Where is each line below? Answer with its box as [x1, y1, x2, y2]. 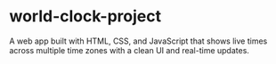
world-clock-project [9, 6, 162, 27]
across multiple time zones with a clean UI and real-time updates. [9, 44, 249, 55]
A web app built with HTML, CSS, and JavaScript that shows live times [9, 36, 268, 46]
